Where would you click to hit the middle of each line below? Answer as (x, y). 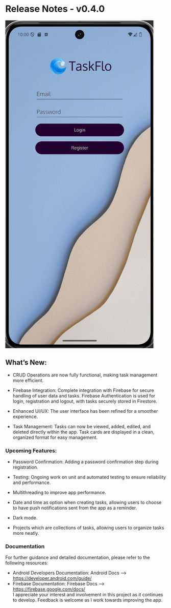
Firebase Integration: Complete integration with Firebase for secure (83, 390)
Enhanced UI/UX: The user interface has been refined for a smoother (85, 411)
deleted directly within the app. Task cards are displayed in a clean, (83, 432)
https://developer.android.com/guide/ (52, 578)
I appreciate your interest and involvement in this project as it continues (88, 595)
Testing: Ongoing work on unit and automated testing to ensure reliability (89, 477)
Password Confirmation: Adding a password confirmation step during (86, 462)
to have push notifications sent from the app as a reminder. (75, 508)
